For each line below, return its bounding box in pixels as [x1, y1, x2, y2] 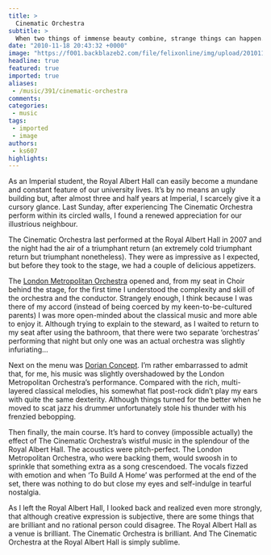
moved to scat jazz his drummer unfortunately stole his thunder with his [8, 403, 247, 413]
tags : [8, 117, 27, 125]
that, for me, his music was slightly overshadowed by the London [8, 369, 224, 379]
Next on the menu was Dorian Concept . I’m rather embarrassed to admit [8, 361, 248, 370]
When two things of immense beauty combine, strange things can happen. [15, 34, 265, 43]
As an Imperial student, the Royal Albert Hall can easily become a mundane [8, 177, 258, 186]
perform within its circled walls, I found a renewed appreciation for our [8, 211, 242, 220]
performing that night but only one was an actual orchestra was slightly [8, 336, 245, 346]
